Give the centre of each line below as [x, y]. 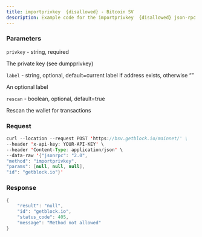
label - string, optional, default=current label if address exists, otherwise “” [100, 75]
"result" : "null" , [40, 206]
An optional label [27, 87]
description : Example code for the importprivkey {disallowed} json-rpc [101, 18]
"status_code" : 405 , [43, 217]
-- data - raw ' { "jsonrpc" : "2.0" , [47, 155]
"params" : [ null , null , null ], [46, 167]
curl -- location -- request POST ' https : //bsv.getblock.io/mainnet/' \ [97, 139]
